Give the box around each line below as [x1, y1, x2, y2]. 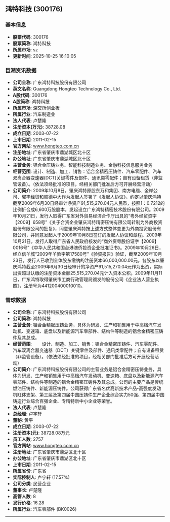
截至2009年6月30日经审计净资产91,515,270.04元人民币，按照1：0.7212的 [12, 200, 165, 206]
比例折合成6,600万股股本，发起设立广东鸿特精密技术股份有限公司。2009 [12, 206, 164, 212]
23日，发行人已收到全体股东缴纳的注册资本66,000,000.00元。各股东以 [12, 257, 160, 263]
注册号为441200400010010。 [23, 283, 85, 289]
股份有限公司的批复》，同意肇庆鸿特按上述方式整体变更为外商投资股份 [12, 225, 157, 231]
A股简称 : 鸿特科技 [12, 98, 50, 104]
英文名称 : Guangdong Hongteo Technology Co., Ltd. [12, 85, 121, 91]
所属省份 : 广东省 [12, 468, 47, 474]
